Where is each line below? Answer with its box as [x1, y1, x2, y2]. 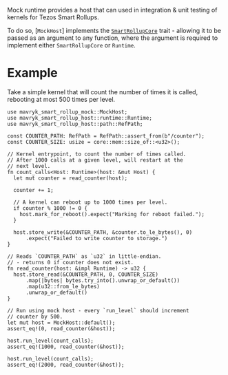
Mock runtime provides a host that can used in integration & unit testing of [7, 6, 218, 14]
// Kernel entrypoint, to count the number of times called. [7, 151, 187, 158]
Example [7, 65, 58, 81]
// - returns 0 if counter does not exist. [7, 259, 134, 266]
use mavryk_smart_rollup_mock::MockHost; [7, 108, 128, 116]
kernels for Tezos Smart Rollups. [7, 13, 100, 21]
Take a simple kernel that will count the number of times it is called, [7, 87, 198, 96]
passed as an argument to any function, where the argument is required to [7, 34, 218, 42]
